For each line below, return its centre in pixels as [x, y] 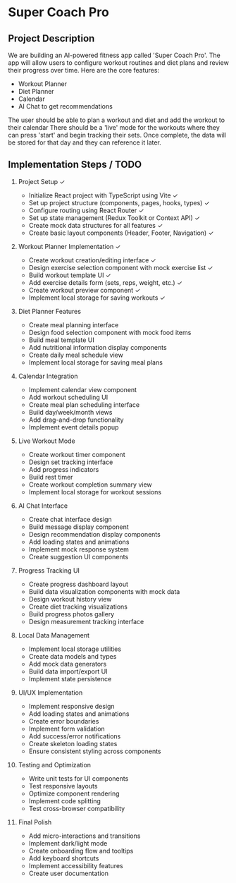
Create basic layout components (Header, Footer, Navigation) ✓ [121, 233]
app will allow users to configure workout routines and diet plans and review [119, 63]
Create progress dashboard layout [79, 584]
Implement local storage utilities [75, 649]
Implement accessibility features [76, 865]
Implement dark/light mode [68, 843]
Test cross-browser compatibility [77, 808]
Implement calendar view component [82, 389]
